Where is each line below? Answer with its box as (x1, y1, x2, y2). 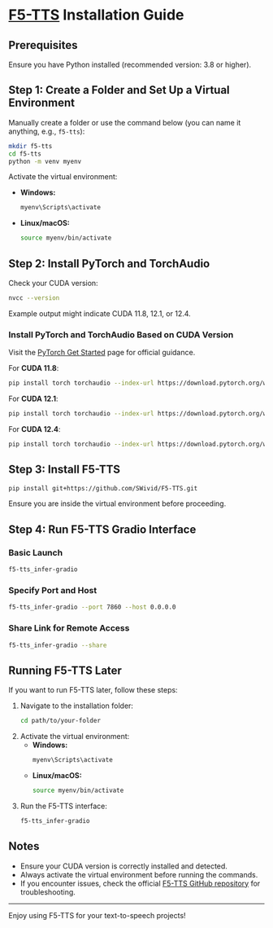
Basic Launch (8, 547, 63, 558)
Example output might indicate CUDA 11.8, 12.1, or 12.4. (8, 308, 191, 319)
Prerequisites (8, 38, 78, 52)
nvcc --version (8, 294, 60, 302)
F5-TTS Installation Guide (8, 6, 184, 24)
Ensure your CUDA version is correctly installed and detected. (19, 861, 227, 871)
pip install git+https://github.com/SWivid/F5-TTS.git (8, 484, 198, 492)
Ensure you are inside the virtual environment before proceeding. (8, 499, 227, 508)
